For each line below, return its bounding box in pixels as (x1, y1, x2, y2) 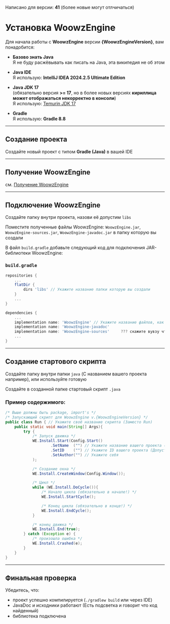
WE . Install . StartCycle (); (41, 494, 96, 499)
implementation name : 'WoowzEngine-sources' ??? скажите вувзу (14, 329, 159, 334)
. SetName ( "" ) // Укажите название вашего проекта (50, 443, 162, 448)
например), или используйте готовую (5, 376, 87, 382)
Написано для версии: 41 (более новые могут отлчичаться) (5, 5, 135, 10)
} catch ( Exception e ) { (23, 531, 76, 536)
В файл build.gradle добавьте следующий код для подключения (5, 245, 145, 251)
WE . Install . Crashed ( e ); (32, 541, 82, 546)
